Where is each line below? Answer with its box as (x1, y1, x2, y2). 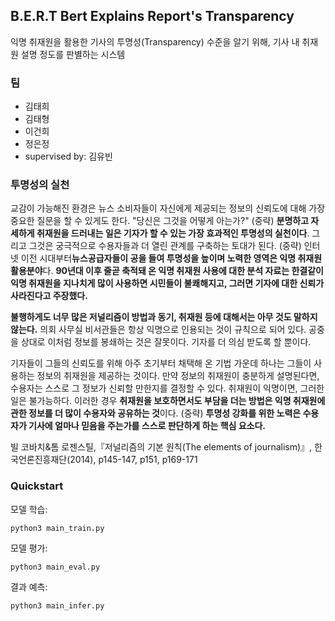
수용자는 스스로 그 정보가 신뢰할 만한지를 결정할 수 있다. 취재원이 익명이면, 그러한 (10, 382, 325, 394)
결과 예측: (10, 580, 48, 593)
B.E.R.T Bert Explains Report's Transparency (10, 8, 295, 25)
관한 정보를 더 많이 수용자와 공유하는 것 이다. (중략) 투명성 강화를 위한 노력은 (10, 407, 302, 419)
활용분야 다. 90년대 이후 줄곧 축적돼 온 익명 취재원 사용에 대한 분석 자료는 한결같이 (10, 265, 324, 277)
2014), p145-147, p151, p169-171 (69, 454, 198, 466)
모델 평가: (10, 542, 48, 554)
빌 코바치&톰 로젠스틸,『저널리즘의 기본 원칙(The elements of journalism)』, (10, 441, 313, 453)
